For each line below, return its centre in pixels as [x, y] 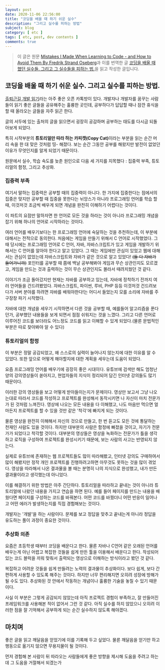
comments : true [21, 42]
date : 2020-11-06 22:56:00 [33, 14]
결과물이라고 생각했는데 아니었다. [37, 475]
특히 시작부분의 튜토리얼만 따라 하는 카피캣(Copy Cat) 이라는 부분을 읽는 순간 [79, 138]
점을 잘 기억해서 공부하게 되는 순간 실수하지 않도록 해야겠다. [71, 610]
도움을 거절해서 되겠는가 [39, 663]
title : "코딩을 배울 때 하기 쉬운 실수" [41, 19]
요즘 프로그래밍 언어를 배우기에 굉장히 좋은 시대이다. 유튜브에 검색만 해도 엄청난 [81, 369]
